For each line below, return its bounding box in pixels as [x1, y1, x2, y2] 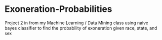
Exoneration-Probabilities [4, 3, 112, 15]
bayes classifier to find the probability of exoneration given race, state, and [4, 25, 158, 31]
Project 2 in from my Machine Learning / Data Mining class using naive [4, 20, 149, 26]
